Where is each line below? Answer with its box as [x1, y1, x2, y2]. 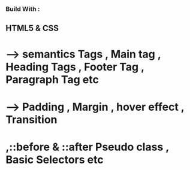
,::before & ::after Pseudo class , [5, 140, 169, 154]
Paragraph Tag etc [5, 72, 99, 86]
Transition [5, 113, 58, 126]
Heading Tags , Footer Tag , [5, 60, 144, 74]
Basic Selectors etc [5, 153, 104, 166]
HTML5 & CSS [5, 23, 59, 34]
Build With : [5, 5, 40, 13]
